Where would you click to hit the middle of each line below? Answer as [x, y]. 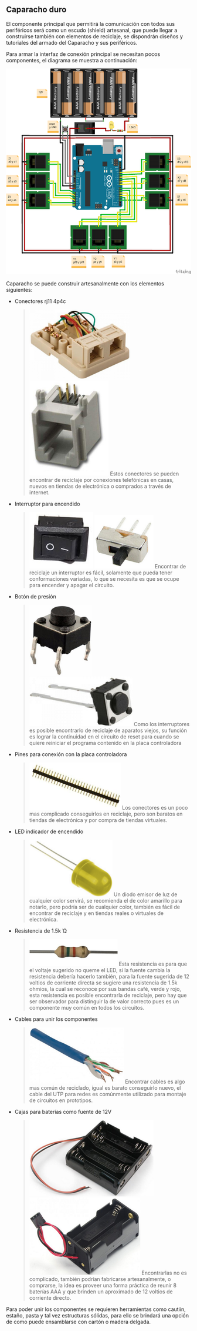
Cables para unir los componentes [56, 1019]
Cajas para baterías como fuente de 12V [63, 1112]
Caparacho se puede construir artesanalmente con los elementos [85, 283]
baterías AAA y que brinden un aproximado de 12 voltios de [101, 1292]
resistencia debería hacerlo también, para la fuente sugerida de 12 [109, 976]
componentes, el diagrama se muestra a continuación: [72, 60]
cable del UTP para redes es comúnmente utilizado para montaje [108, 1094]
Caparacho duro [36, 10]
